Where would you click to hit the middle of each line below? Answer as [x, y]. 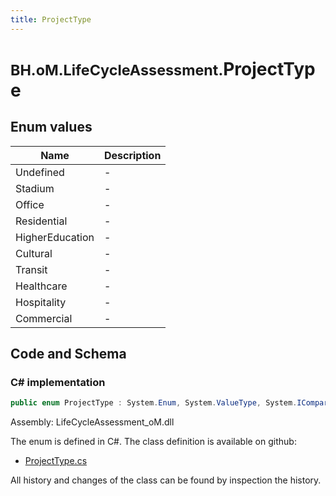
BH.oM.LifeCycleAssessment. [117, 70]
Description [132, 155]
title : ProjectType [51, 19]
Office [30, 204]
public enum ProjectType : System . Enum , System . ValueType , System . [154, 403]
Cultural [34, 253]
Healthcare [41, 286]
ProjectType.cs [56, 461]
